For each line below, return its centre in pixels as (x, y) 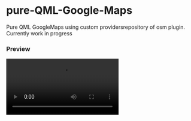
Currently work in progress (40, 33)
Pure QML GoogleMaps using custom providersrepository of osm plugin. (96, 27)
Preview (18, 49)
